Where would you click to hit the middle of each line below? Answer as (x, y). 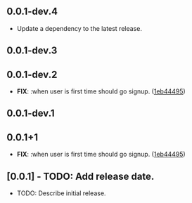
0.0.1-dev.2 (32, 74)
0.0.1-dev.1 (31, 113)
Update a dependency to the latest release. (79, 28)
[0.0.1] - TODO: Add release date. (81, 176)
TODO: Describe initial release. (61, 193)
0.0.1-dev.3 (32, 51)
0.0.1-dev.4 (32, 12)
